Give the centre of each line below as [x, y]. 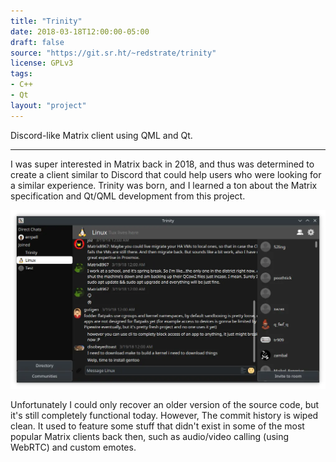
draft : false [37, 42]
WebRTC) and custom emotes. [73, 447]
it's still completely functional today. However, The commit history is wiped [164, 415]
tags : [21, 74]
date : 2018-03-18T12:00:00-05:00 [80, 31]
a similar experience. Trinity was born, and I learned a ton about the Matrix [164, 185]
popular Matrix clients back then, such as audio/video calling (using [150, 436]
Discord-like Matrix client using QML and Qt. [101, 135]
